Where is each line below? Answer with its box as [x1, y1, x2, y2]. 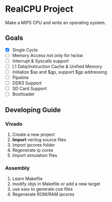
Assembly [5, 164, 30, 171]
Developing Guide [5, 105, 61, 114]
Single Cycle [12, 47, 38, 52]
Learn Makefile [12, 176, 43, 182]
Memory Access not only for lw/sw [12, 52, 84, 58]
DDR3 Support [12, 80, 42, 86]
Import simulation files [12, 152, 57, 158]
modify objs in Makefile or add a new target [12, 181, 101, 187]
